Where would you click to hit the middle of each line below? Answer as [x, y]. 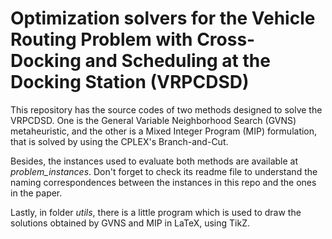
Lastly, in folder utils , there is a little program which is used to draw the [156, 212]
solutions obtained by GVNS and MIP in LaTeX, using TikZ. [130, 223]
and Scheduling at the [177, 61]
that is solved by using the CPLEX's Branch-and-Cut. [119, 141]
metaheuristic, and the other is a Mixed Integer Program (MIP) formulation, [164, 131]
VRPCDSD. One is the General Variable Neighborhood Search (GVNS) [153, 120]
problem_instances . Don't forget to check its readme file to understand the [164, 171]
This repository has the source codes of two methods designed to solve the [166, 109]
